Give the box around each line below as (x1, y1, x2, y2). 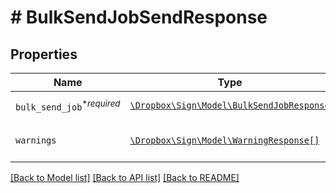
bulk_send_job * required (15, 97, 121, 113)
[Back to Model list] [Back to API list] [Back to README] (10, 172, 240, 183)
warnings (15, 135, 57, 146)
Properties (10, 46, 78, 63)
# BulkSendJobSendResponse (10, 6, 268, 29)
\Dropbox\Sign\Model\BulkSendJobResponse (129, 100, 330, 111)
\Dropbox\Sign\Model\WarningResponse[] (129, 135, 320, 146)
